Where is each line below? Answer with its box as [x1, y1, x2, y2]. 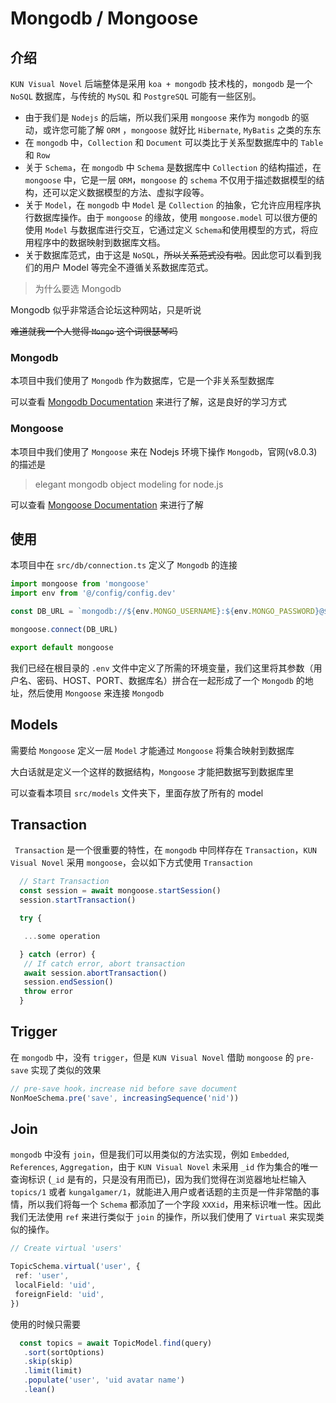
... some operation [23, 931, 101, 941]
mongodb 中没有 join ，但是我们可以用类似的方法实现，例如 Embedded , [10, 1148, 290, 1161]
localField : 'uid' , [14, 1280, 97, 1291]
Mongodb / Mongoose [10, 7, 199, 30]
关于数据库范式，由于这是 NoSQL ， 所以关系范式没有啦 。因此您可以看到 [24, 249, 313, 261]
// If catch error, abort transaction [23, 958, 186, 969]
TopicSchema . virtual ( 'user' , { [10, 1262, 141, 1272]
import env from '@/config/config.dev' [10, 588, 177, 599]
